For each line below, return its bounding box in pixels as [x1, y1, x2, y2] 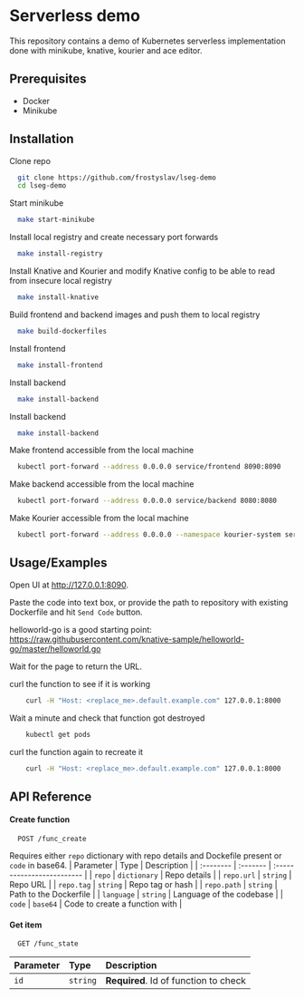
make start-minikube [17, 215, 95, 225]
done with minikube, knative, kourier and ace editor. [9, 44, 203, 55]
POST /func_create [17, 835, 88, 844]
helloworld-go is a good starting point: [9, 624, 152, 635]
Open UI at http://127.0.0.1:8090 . [9, 579, 129, 590]
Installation [9, 131, 74, 147]
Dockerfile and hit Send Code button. [9, 606, 143, 617]
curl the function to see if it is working [9, 678, 151, 689]
